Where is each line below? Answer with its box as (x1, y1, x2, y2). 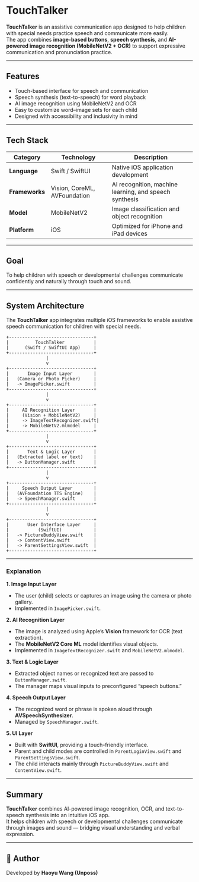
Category (14, 153, 41, 161)
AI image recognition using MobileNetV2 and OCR (14, 99, 137, 107)
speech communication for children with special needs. (6, 323, 142, 330)
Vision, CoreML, (50, 184, 95, 192)
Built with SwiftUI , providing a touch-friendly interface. (14, 742, 149, 749)
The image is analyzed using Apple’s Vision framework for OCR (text (14, 628, 182, 635)
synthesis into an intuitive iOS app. (25, 812, 110, 819)
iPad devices (111, 229, 148, 237)
